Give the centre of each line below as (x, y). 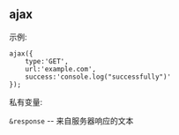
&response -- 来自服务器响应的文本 (71, 120)
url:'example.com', (61, 69)
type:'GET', (47, 61)
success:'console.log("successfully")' (98, 77)
